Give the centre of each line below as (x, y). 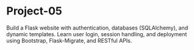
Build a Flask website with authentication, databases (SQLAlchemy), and (97, 28)
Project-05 (34, 11)
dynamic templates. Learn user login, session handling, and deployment (97, 34)
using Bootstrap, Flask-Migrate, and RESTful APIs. (69, 40)
